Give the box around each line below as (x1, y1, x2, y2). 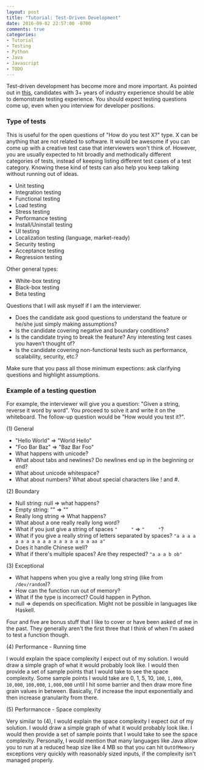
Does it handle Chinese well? (15, 543, 88, 551)
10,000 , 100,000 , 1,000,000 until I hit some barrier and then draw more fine (6, 681, 192, 688)
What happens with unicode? (15, 450, 89, 457)
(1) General (6, 425, 34, 432)
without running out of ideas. (6, 170, 79, 177)
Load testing (15, 201, 47, 208)
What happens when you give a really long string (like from (15, 574, 163, 581)
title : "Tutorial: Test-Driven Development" (6, 15, 121, 21)
